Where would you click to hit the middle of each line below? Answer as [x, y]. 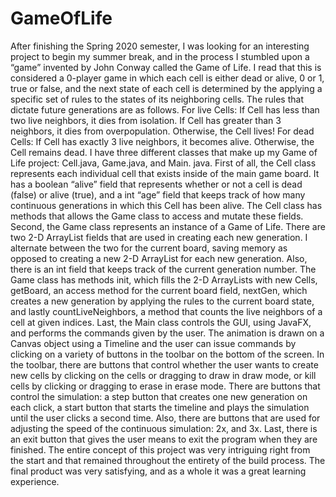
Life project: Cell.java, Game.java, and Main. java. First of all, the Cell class [163, 163]
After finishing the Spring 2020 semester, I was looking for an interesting [160, 46]
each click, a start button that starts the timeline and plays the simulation [160, 407]
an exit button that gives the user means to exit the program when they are [164, 439]
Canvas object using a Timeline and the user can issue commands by [153, 343]
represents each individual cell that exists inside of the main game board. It [165, 173]
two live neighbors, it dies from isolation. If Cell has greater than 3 [146, 120]
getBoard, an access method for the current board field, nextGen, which [159, 290]
